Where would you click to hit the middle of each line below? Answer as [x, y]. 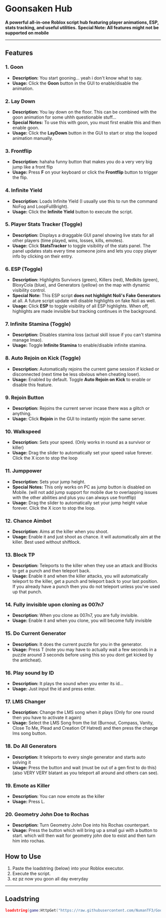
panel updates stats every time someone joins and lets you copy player [84, 251]
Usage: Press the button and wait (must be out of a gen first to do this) [84, 767]
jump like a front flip [33, 167]
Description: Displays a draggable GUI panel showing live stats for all [83, 235]
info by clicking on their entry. [42, 256]
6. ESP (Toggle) [24, 269]
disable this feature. [32, 385]
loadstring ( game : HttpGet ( [32, 910]
